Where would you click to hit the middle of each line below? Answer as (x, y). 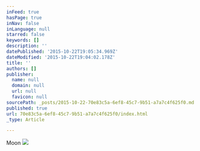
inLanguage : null (28, 29)
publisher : (20, 74)
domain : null (28, 86)
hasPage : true (24, 18)
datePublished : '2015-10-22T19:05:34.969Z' (62, 52)
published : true (27, 108)
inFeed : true (23, 12)
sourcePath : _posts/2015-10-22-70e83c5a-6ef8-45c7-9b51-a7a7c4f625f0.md (100, 102)
